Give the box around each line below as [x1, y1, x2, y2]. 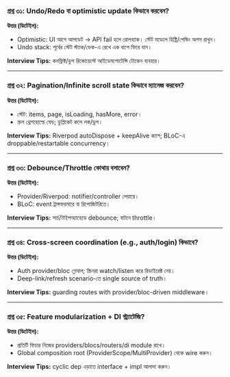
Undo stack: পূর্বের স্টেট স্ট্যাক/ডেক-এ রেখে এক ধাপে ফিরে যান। [16, 43, 153, 51]
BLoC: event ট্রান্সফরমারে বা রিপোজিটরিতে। [16, 200, 111, 208]
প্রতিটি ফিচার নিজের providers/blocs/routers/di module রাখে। [16, 341, 166, 350]
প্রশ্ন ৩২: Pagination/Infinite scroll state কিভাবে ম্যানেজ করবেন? [7, 81, 185, 90]
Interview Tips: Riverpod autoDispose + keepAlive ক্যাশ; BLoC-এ [7, 131, 186, 140]
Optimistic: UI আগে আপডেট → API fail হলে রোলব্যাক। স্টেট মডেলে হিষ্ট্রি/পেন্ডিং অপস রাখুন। [16, 36, 217, 44]
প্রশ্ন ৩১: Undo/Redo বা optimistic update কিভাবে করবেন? [7, 6, 170, 16]
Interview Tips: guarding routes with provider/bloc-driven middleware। [7, 288, 209, 296]
